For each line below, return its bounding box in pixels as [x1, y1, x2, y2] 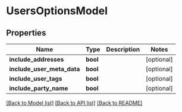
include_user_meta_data [9, 65, 80, 73]
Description [106, 46, 140, 53]
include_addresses [9, 55, 64, 63]
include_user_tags [9, 75, 62, 82]
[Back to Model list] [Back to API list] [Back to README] [6, 100, 143, 106]
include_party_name [9, 84, 68, 92]
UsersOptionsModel [6, 4, 108, 18]
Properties [6, 28, 46, 38]
